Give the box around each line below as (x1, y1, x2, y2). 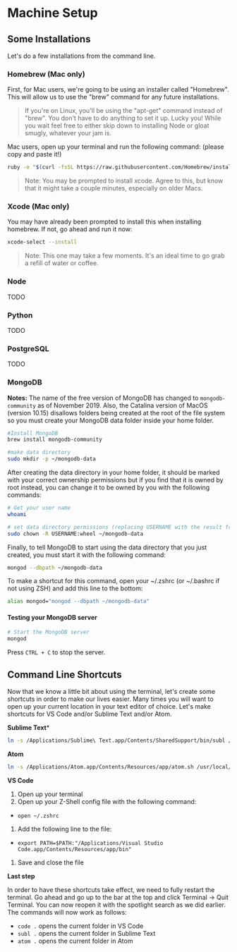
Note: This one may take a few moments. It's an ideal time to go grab (24, 252, 225, 260)
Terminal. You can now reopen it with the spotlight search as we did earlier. (7, 901, 226, 909)
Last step (7, 872, 35, 880)
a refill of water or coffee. (24, 259, 99, 267)
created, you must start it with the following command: (7, 550, 166, 559)
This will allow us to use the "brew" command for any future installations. (7, 93, 220, 102)
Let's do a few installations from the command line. (7, 51, 156, 60)
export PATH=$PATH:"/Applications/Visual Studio (17, 839, 164, 847)
